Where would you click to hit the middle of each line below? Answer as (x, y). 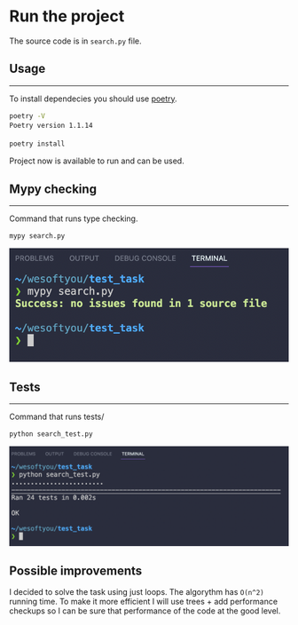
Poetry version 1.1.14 (51, 125)
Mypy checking (53, 189)
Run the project (67, 16)
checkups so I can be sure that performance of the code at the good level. (145, 611)
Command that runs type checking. (74, 218)
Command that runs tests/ (57, 417)
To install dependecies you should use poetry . (93, 99)
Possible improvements (76, 570)
